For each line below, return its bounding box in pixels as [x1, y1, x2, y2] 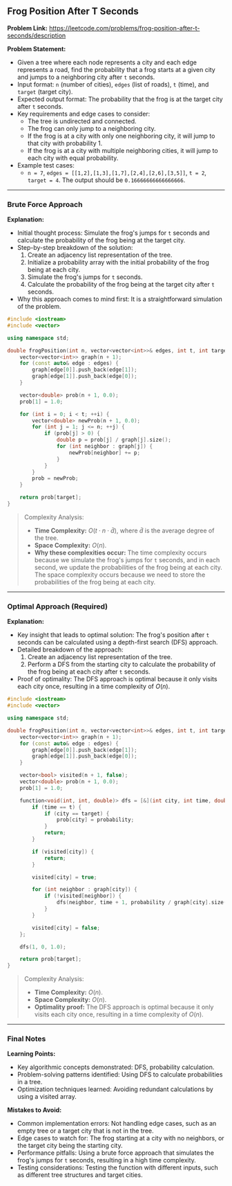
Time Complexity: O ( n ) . [34, 988, 104, 996]
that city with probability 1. [27, 138, 103, 147]
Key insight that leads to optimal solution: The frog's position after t [17, 631, 210, 639]
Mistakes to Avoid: [7, 1106, 62, 1114]
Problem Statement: [7, 44, 66, 53]
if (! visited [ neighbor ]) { [43, 892, 122, 899]
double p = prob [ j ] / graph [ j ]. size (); [56, 436, 171, 444]
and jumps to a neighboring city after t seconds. [17, 73, 155, 81]
